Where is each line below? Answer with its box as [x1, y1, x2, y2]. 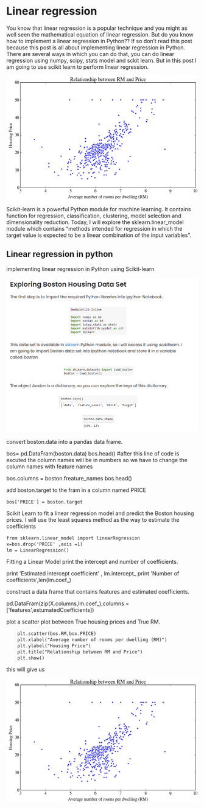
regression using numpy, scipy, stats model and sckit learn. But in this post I [6, 57, 197, 64]
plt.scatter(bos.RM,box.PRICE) [17, 630, 97, 637]
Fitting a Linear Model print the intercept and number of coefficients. [6, 558, 178, 565]
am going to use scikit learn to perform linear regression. [6, 63, 149, 71]
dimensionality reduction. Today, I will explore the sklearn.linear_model [6, 218, 184, 226]
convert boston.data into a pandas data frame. [6, 438, 123, 445]
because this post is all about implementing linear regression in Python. [6, 44, 186, 51]
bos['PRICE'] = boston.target [6, 499, 83, 505]
